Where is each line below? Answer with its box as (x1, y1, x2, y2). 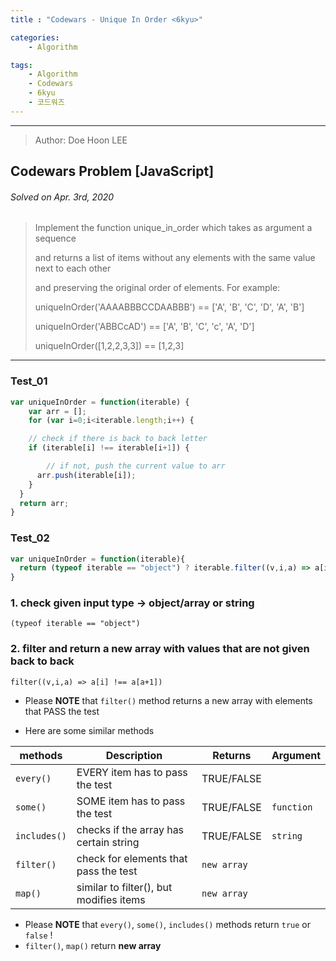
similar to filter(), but (76, 880, 173, 894)
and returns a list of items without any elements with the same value (34, 252, 316, 264)
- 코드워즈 (28, 97, 65, 107)
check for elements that (76, 851, 188, 865)
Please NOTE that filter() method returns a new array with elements (24, 694, 313, 706)
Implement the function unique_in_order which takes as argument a (34, 222, 313, 234)
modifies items (76, 892, 146, 906)
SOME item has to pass (76, 794, 186, 808)
